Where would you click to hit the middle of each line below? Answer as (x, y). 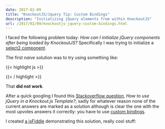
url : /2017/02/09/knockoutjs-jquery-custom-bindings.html (66, 23)
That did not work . (25, 86)
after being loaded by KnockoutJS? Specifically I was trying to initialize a (80, 43)
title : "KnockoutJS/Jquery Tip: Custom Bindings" (58, 14)
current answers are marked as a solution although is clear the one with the (82, 106)
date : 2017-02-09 (23, 10)
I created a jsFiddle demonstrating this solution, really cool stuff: (71, 121)
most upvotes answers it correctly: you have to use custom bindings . (76, 112)
